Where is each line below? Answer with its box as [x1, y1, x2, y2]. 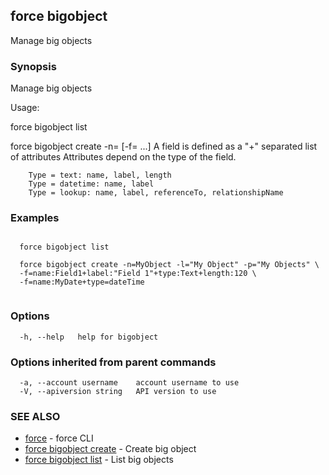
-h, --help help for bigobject [19, 332, 159, 342]
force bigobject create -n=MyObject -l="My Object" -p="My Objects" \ [19, 260, 320, 270]
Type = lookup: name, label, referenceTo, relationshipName [28, 188, 284, 198]
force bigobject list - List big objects [24, 454, 174, 466]
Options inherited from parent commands [10, 355, 217, 369]
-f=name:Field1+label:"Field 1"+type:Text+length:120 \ [19, 269, 257, 279]
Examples [10, 211, 60, 225]
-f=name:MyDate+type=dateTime [19, 277, 145, 288]
